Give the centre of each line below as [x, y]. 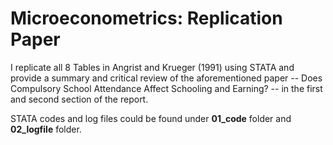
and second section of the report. [79, 99]
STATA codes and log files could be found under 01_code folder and [151, 118]
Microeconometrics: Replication [146, 18]
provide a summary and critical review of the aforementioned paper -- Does [166, 78]
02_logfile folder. [46, 129]
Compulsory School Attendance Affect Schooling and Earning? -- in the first [166, 88]
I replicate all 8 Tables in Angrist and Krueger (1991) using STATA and [152, 67]
